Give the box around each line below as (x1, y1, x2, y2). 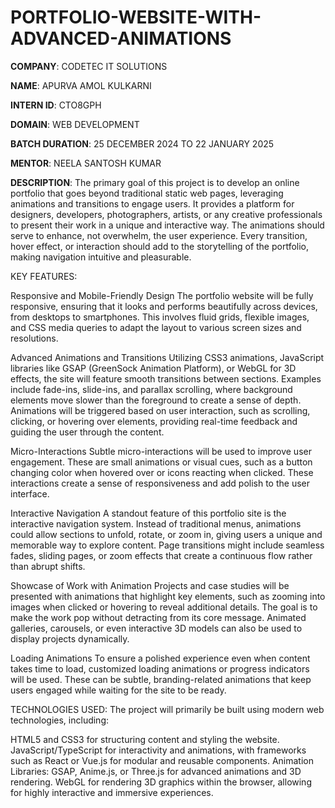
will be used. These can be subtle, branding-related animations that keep (10, 673, 312, 685)
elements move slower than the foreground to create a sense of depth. (10, 394, 302, 406)
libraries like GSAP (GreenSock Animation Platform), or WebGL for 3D (10, 362, 297, 374)
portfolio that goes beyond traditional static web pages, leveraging (10, 187, 284, 199)
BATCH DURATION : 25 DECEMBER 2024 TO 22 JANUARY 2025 (10, 137, 275, 150)
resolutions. (10, 332, 59, 344)
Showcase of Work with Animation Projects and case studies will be (10, 579, 290, 591)
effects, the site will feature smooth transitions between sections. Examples (10, 372, 322, 385)
